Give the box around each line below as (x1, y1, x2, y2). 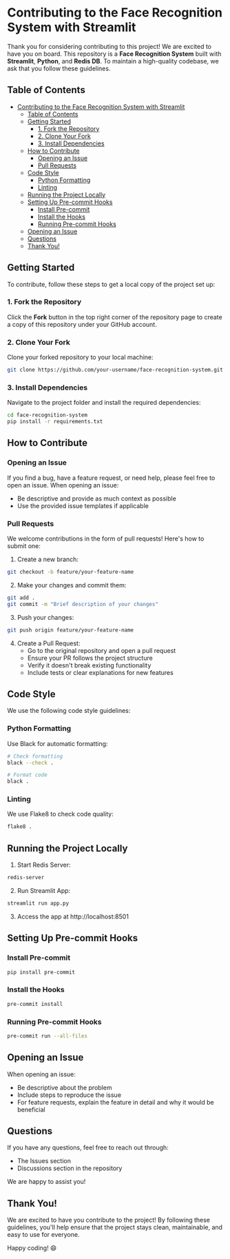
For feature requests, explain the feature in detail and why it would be (17, 1098, 215, 1106)
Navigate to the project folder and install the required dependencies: (7, 399, 201, 407)
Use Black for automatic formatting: (7, 739, 108, 747)
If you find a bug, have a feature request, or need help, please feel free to (7, 474, 216, 482)
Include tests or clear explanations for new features (27, 668, 174, 676)
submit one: (7, 542, 41, 550)
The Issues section (17, 1157, 71, 1165)
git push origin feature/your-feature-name (7, 626, 134, 634)
